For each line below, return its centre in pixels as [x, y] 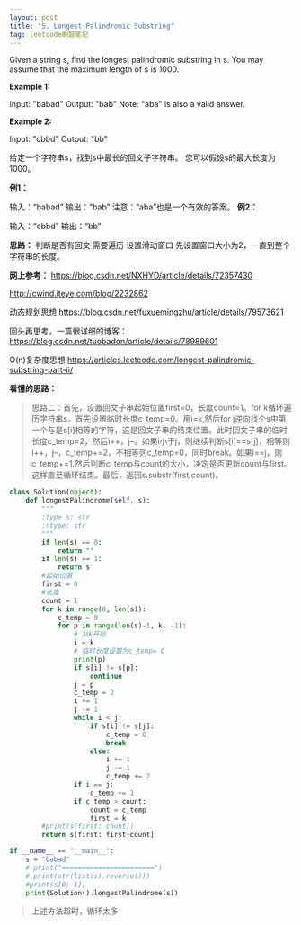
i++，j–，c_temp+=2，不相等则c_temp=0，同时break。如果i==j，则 [157, 453]
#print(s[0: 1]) [56, 885]
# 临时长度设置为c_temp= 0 [119, 651]
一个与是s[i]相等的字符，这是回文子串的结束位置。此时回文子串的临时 [159, 430]
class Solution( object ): [56, 492]
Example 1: [30, 87]
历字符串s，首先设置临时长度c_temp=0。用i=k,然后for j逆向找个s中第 [159, 419]
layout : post [34, 18]
